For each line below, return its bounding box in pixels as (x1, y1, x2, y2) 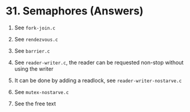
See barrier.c (14, 47, 51, 55)
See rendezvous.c (14, 35, 58, 43)
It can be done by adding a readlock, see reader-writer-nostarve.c (14, 77, 182, 84)
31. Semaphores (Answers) (5, 4, 144, 18)
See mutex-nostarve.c (14, 88, 69, 95)
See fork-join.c (14, 24, 55, 31)
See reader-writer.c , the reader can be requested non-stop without (14, 59, 184, 66)
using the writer (14, 65, 54, 72)
